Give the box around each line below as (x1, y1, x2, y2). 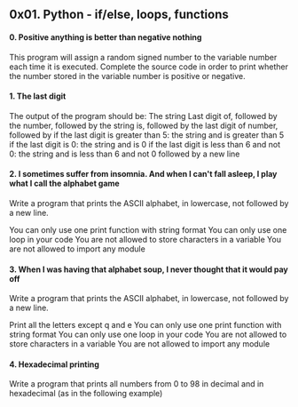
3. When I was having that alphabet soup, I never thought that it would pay (9, 264, 288, 275)
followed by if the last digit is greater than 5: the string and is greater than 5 (9, 129, 285, 140)
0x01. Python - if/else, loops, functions (9, 7, 229, 22)
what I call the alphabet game (9, 178, 120, 189)
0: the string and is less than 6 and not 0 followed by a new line (9, 148, 240, 159)
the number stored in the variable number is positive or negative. (9, 70, 246, 81)
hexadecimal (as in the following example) (9, 388, 163, 399)
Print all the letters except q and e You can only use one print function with (9, 320, 282, 331)
